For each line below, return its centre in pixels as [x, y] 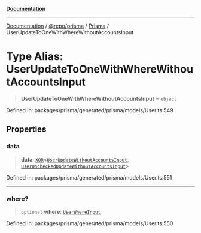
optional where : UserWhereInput [60, 211]
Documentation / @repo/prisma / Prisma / [58, 26]
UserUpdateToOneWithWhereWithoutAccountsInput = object [99, 98]
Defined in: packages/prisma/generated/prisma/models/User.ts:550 [90, 223]
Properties [26, 129]
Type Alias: [35, 57]
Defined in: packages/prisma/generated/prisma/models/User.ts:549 [90, 110]
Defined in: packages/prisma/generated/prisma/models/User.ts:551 [89, 177]
